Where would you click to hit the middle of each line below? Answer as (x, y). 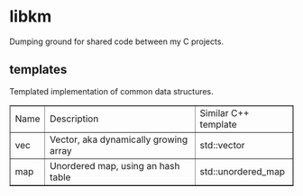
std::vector (222, 145)
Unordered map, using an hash (115, 165)
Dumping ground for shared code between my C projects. (116, 41)
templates (38, 70)
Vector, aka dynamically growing (119, 139)
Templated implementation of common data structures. (111, 91)
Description (74, 119)
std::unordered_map (243, 171)
